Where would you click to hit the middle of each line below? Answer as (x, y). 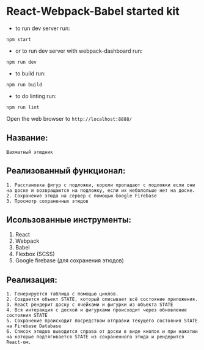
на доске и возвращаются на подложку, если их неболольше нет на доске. (101, 190)
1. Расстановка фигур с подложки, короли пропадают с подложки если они (101, 185)
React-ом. (19, 342)
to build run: (30, 73)
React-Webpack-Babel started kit (93, 11)
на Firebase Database (34, 326)
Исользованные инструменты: (69, 220)
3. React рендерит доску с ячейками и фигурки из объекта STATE (90, 305)
